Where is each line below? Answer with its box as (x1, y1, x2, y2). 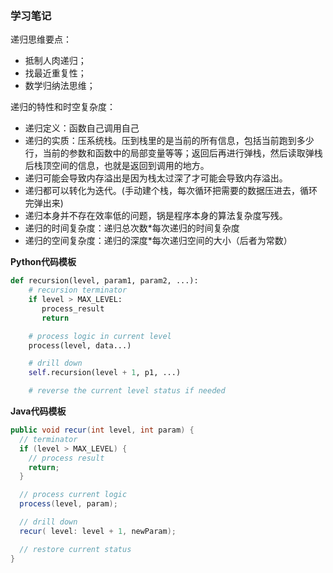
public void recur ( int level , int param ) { (10, 425, 195, 436)
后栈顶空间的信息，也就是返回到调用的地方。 (24, 160, 210, 172)
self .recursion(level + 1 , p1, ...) (28, 368, 182, 378)
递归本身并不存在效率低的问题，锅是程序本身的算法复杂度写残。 (24, 210, 288, 222)
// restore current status (19, 544, 132, 554)
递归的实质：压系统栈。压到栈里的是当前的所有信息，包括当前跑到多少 (24, 135, 315, 147)
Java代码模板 (10, 405, 67, 417)
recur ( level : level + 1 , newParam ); (19, 526, 177, 536)
